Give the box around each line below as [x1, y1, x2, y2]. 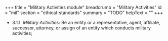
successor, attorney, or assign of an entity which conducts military [12, 25, 151, 31]
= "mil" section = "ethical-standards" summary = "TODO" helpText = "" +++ [5, 10, 163, 16]
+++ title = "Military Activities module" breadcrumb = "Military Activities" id [5, 5, 162, 10]
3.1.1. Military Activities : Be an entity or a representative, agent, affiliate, [12, 20, 160, 25]
